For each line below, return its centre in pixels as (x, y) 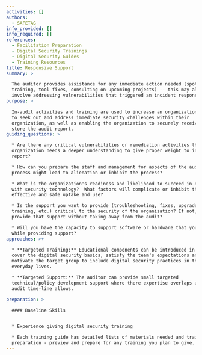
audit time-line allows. (43, 289)
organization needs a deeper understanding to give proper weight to (100, 151)
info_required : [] (29, 34)
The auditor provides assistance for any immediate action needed (96, 84)
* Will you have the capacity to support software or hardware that (99, 227)
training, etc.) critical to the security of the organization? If (98, 211)
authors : (17, 17)
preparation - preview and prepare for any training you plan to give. (103, 343)
